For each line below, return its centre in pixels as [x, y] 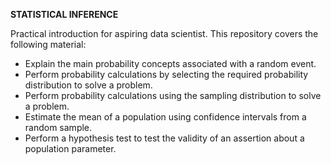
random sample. [58, 127]
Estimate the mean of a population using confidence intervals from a [165, 117]
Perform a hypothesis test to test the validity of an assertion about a [164, 138]
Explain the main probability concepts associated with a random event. [170, 63]
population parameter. [70, 148]
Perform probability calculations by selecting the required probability [166, 74]
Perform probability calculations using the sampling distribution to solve [173, 95]
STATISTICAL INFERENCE [64, 14]
